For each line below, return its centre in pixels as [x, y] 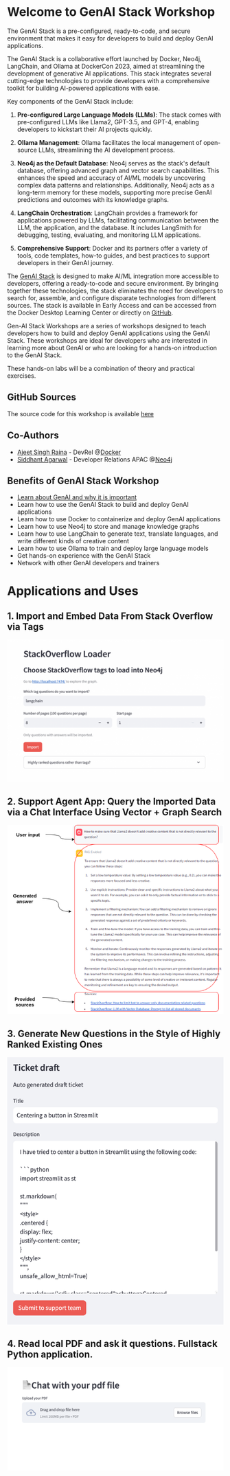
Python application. [50, 1355]
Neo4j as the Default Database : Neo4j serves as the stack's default [113, 163]
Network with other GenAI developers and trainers [88, 563]
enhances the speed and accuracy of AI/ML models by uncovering [111, 178]
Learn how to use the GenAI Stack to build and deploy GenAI [103, 505]
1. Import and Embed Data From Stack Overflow [110, 616]
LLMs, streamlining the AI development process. [106, 150]
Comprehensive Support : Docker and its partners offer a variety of [112, 248]
